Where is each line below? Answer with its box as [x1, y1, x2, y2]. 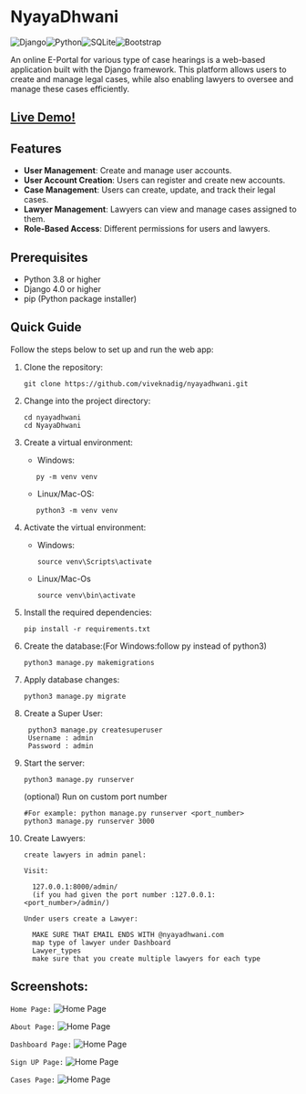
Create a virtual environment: [23, 436, 133, 448]
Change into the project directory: [23, 395, 151, 406]
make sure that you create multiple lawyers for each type [32, 953, 261, 964]
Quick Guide [10, 319, 82, 335]
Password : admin [27, 741, 94, 750]
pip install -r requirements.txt [23, 624, 151, 633]
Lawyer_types [32, 946, 82, 955]
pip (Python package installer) [23, 293, 138, 304]
